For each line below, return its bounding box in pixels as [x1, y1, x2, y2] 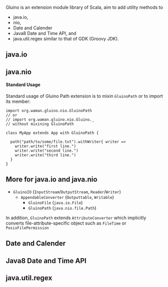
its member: [6, 98, 31, 104]
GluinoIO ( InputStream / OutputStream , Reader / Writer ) [13, 189, 121, 195]
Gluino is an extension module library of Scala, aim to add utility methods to [6, 5, 163, 10]
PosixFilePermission [6, 225, 50, 230]
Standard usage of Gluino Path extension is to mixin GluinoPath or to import [6, 93, 163, 99]
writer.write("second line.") [15, 148, 79, 153]
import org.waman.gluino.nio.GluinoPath [6, 108, 93, 113]
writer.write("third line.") [15, 152, 76, 158]
